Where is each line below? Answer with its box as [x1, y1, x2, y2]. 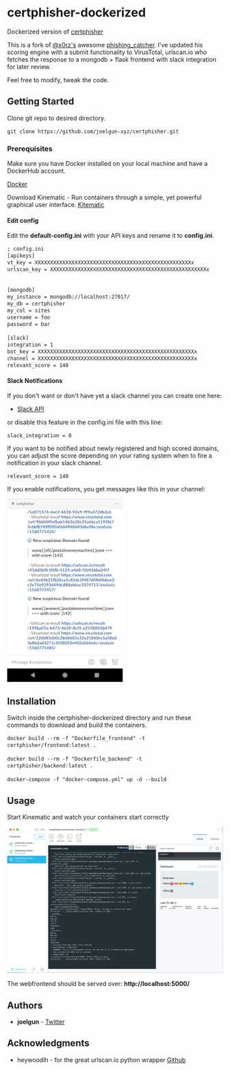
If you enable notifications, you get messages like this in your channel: [7, 485, 205, 493]
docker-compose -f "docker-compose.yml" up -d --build [7, 776, 167, 783]
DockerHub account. [7, 167, 66, 175]
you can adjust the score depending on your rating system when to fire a [7, 452, 212, 460]
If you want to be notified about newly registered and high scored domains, [7, 444, 219, 453]
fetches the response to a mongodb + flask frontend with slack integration [7, 55, 217, 63]
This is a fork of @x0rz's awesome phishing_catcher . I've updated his [7, 40, 203, 49]
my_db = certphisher [7, 300, 66, 308]
